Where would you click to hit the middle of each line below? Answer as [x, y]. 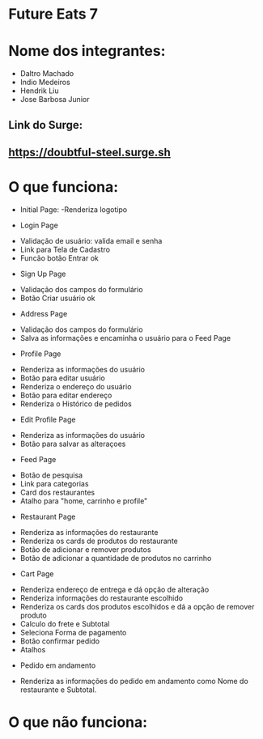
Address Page [44, 313]
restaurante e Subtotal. [58, 690]
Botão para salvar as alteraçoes [73, 444]
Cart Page [37, 573]
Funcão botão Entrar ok [59, 258]
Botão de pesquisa [51, 475]
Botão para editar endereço [66, 395]
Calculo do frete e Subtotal [65, 623]
